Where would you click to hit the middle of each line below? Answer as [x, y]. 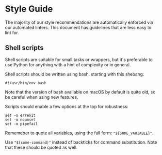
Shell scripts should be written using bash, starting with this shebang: [74, 74]
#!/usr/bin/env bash [26, 83]
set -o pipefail [21, 124]
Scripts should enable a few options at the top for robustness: [67, 106]
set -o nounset [20, 120]
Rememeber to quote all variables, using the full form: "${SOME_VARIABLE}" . [79, 133]
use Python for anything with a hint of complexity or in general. [68, 64]
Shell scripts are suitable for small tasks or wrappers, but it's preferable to [79, 60]
